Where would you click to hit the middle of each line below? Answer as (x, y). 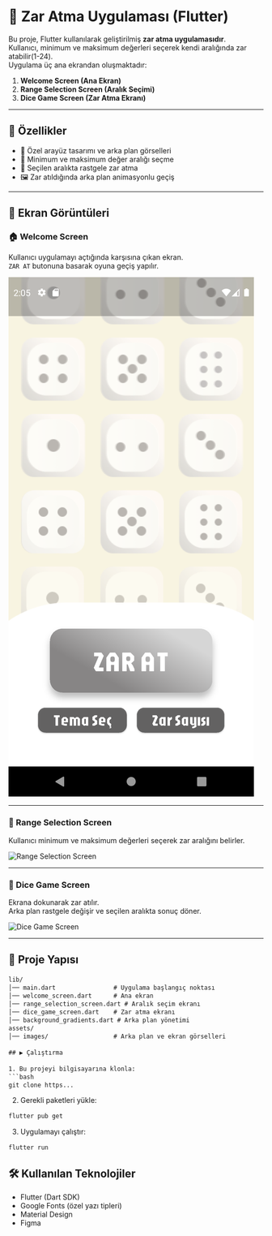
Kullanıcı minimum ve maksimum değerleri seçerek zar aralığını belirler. (127, 840)
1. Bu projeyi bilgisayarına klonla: (72, 1069)
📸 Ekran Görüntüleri (59, 213)
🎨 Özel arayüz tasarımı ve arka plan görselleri (96, 150)
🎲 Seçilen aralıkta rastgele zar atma (79, 168)
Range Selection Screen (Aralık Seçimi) (87, 89)
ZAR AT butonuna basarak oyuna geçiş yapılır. (84, 266)
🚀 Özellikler (38, 131)
